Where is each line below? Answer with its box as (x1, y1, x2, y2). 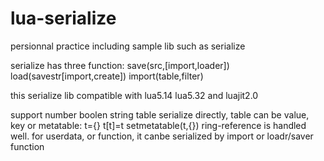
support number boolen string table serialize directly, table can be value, (10, 108, 310, 121)
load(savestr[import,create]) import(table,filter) (10, 70, 204, 82)
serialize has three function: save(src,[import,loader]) (10, 59, 230, 71)
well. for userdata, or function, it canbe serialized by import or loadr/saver (10, 130, 314, 142)
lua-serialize (10, 7, 117, 30)
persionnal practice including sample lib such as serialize (10, 40, 246, 52)
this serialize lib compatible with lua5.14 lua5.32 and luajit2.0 (10, 89, 259, 101)
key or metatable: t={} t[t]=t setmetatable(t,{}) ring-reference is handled (10, 119, 307, 131)
